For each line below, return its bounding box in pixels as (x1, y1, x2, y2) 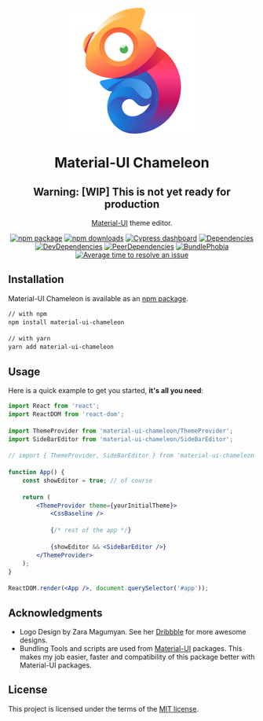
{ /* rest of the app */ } (49, 527, 132, 535)
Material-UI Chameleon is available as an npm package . (8, 293, 188, 303)
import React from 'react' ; (8, 402, 100, 410)
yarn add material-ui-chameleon (8, 343, 114, 351)
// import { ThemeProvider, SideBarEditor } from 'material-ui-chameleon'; (8, 452, 261, 460)
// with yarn (8, 335, 51, 343)
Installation (8, 273, 64, 286)
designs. (19, 635, 48, 645)
